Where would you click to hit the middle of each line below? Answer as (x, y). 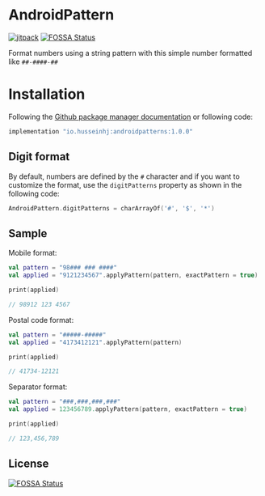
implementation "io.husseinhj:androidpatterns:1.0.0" (101, 131)
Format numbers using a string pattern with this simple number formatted (130, 53)
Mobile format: (33, 253)
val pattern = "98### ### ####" (63, 268)
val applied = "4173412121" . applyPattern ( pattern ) (95, 342)
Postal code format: (41, 320)
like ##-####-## (33, 61)
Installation (47, 94)
